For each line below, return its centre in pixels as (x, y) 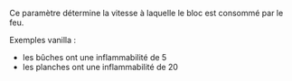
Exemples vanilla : (43, 40)
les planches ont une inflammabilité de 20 (100, 67)
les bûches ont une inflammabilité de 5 (94, 57)
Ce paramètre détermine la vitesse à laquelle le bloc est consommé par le (146, 13)
